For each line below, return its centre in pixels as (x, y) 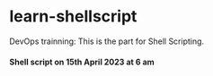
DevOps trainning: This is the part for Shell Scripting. (107, 41)
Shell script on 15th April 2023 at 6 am (82, 62)
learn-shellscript (73, 17)
